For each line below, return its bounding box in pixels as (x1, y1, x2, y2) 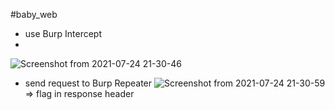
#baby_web (10, 9, 58, 20)
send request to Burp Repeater (24, 77, 153, 89)
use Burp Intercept (24, 28, 102, 39)
